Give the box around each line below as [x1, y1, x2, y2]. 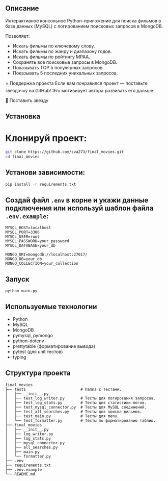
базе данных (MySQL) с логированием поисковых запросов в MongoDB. [5, 23, 163, 29]
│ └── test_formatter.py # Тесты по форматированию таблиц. [5, 418, 156, 423]
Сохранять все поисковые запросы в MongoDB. [12, 59, 118, 65]
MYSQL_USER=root [5, 234, 40, 239]
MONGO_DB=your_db [5, 257, 42, 262]
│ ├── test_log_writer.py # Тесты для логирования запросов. [5, 395, 156, 401]
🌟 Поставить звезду [5, 97, 49, 104]
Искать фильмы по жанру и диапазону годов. [12, 48, 112, 54]
